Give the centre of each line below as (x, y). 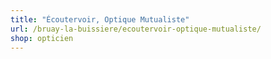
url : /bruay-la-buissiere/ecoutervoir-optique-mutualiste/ (136, 29)
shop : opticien (42, 38)
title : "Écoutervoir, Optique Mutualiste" (100, 19)
